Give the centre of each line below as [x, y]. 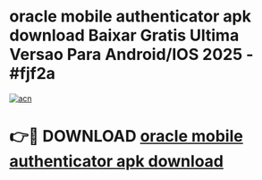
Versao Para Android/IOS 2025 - [131, 55]
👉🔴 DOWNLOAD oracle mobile [126, 137]
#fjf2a [33, 74]
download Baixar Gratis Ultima [124, 35]
